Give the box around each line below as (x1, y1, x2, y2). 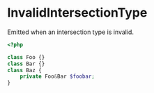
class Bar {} (7, 60, 45, 67)
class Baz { (7, 67, 42, 74)
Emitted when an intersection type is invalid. (7, 28, 134, 36)
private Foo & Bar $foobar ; (20, 73, 95, 81)
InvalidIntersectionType (7, 5, 148, 21)
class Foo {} (7, 53, 45, 60)
